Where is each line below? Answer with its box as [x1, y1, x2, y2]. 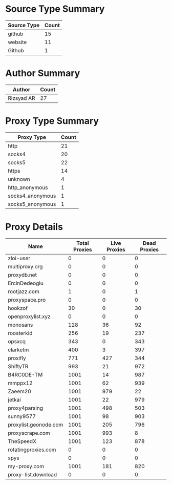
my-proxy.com [8, 462, 45, 470]
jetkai [8, 396, 21, 403]
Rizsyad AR [8, 94, 35, 101]
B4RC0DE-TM [8, 371, 43, 378]
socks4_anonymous [8, 192, 56, 199]
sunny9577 [8, 413, 36, 420]
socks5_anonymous [8, 200, 56, 207]
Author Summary [5, 68, 80, 79]
